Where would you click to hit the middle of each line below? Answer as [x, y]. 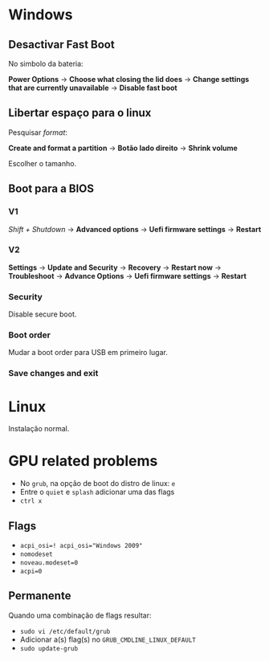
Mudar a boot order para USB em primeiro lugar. [88, 353]
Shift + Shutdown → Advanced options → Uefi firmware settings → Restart [135, 229]
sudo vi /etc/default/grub [65, 631]
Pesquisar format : [38, 132]
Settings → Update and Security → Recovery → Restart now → [115, 267]
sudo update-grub [49, 648]
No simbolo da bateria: [46, 63]
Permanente [40, 596]
